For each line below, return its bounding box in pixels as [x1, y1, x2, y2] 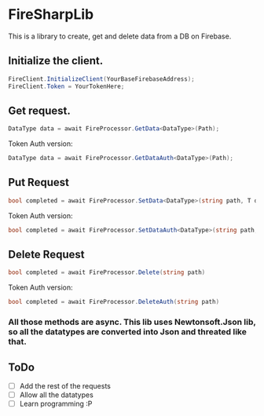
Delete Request [8, 248, 85, 261]
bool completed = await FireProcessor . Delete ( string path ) [8, 268, 206, 276]
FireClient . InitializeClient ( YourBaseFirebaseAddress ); [8, 75, 195, 83]
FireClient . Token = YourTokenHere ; [8, 82, 125, 90]
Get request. [8, 104, 71, 117]
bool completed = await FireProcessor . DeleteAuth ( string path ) [8, 298, 220, 306]
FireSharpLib [8, 5, 94, 24]
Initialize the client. [8, 54, 104, 68]
